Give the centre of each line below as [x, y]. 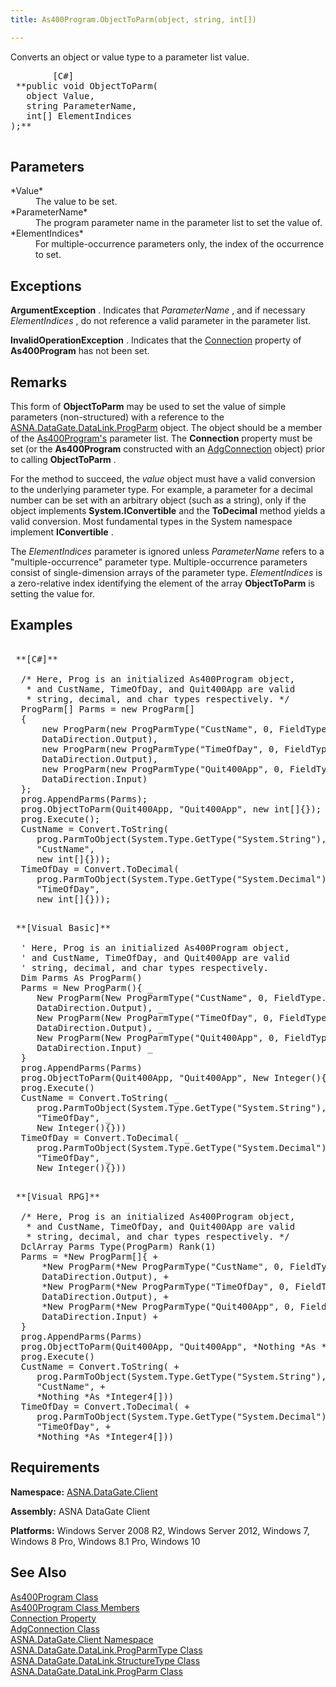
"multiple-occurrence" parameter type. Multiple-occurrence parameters [159, 562]
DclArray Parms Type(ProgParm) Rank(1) [118, 1246]
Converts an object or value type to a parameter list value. [130, 57]
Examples [41, 625]
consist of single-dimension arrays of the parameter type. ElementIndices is [166, 573]
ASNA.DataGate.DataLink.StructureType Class [105, 1660]
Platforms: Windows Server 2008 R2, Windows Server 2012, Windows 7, [160, 1530]
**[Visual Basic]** [63, 927]
